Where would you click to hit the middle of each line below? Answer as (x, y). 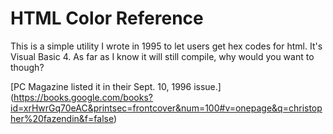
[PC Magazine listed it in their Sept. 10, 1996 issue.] (116, 86)
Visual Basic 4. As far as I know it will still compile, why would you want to (162, 56)
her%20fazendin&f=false (62, 118)
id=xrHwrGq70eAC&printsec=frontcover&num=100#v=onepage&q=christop (166, 108)
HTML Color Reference (107, 18)
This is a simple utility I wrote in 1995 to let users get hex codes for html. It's (166, 46)
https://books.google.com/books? (83, 97)
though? (27, 67)
